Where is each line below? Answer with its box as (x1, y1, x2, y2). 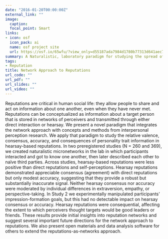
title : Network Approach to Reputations (5, 68, 91, 73)
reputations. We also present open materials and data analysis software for (5, 222, 160, 228)
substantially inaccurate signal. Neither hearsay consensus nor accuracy (5, 180, 155, 186)
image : (5, 17, 19, 22)
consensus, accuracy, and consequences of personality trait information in (5, 137, 159, 143)
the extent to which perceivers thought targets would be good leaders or (5, 206, 155, 213)
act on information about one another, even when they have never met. (5, 106, 151, 112)
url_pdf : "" (5, 77, 30, 82)
